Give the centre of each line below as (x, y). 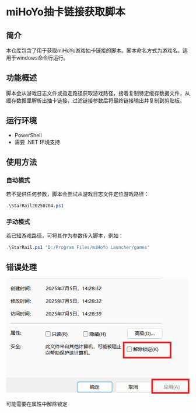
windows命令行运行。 (42, 58)
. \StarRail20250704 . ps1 (35, 206)
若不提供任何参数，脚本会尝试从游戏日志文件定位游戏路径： (78, 194)
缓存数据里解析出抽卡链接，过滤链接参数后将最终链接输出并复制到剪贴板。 (95, 100)
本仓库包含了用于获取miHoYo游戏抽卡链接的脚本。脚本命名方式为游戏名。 (94, 51)
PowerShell (28, 135)
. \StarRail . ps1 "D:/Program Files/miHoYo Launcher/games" (78, 248)
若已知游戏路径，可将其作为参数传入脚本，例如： (65, 236)
